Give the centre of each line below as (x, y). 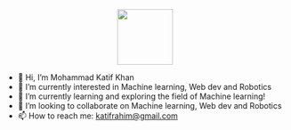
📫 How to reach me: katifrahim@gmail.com (97, 116)
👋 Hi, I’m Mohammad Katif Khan (76, 77)
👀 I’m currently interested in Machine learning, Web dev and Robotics (145, 87)
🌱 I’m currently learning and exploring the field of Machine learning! (141, 96)
